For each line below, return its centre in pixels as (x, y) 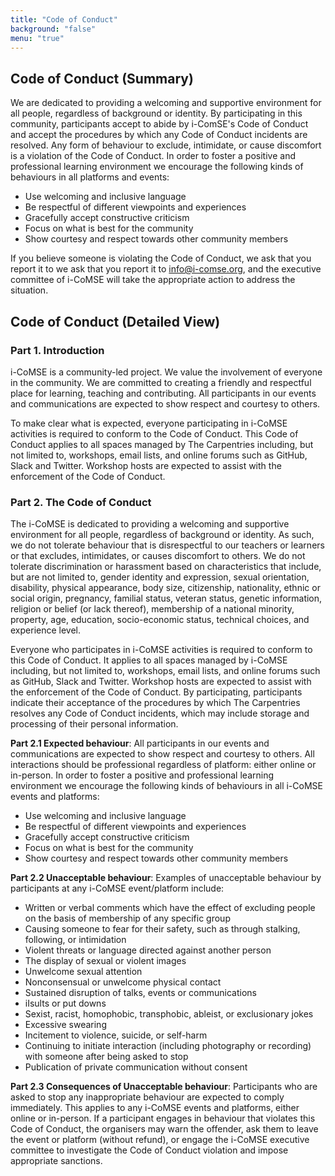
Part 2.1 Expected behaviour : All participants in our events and (140, 743)
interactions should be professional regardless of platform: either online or (163, 765)
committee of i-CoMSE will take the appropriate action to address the (153, 280)
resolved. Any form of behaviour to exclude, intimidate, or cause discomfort (166, 145)
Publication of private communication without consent (136, 1067)
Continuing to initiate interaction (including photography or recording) (168, 1046)
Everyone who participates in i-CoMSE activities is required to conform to (161, 650)
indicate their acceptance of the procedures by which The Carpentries (155, 703)
